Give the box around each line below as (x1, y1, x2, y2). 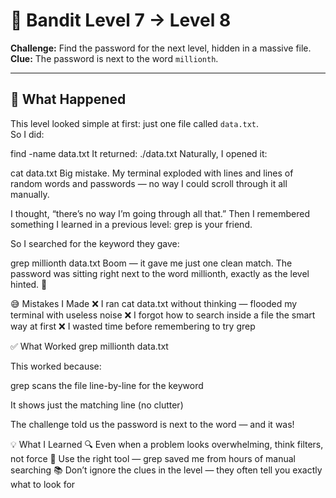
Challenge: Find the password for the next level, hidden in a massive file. (10, 42, 312, 54)
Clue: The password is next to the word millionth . (10, 52, 219, 64)
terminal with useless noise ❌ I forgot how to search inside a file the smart (10, 309, 316, 321)
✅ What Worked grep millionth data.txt (10, 340, 169, 352)
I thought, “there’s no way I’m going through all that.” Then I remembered (10, 207, 310, 219)
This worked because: (10, 360, 102, 372)
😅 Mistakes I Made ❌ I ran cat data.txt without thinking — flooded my (10, 297, 298, 309)
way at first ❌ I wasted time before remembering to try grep (10, 320, 256, 332)
